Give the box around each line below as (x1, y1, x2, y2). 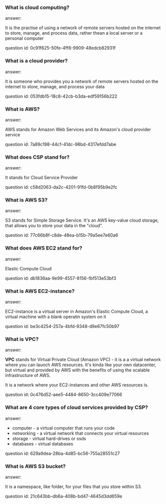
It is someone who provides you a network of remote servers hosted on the (5, 78, 159, 84)
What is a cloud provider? (5, 58, 68, 64)
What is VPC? (5, 336, 39, 342)
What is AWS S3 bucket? (5, 463, 66, 470)
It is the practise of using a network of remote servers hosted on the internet (5, 25, 161, 31)
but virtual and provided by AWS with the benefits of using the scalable (5, 367, 150, 373)
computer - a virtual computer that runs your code (12, 425, 115, 431)
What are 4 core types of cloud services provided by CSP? (5, 404, 148, 411)
